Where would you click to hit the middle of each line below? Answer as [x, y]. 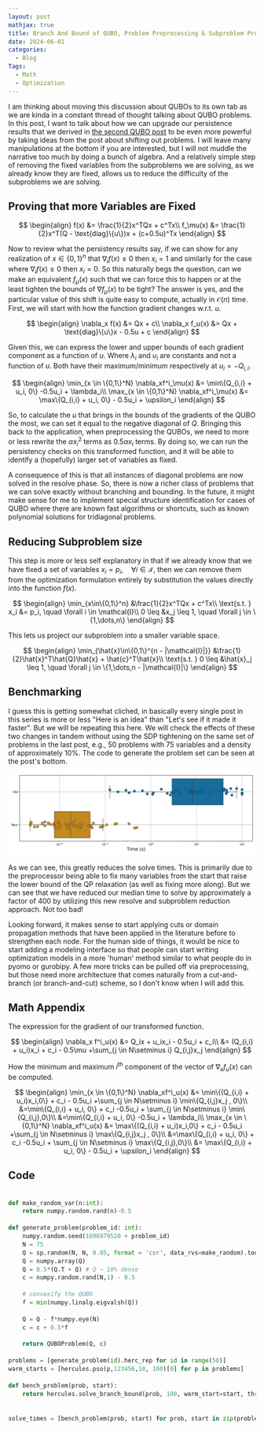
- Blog [26, 58]
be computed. [31, 1077]
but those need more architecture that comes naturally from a [108, 974]
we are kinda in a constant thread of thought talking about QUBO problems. [130, 115]
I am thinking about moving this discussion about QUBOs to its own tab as [128, 106]
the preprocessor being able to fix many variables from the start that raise [128, 876]
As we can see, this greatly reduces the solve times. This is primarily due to [130, 867]
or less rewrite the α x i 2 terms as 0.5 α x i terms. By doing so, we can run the [128, 442]
